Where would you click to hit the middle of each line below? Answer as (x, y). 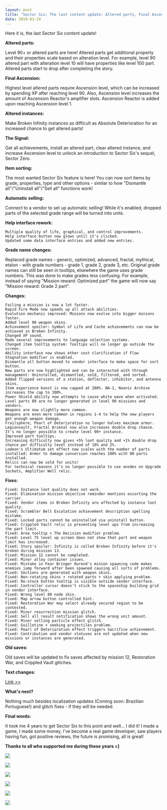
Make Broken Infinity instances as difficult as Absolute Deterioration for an (81, 123)
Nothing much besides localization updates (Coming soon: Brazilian (75, 701)
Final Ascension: (23, 78)
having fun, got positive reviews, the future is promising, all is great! (75, 737)
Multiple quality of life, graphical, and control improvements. (74, 232)
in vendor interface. (28, 590)
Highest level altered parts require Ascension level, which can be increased (82, 88)
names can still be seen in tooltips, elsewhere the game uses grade (74, 270)
